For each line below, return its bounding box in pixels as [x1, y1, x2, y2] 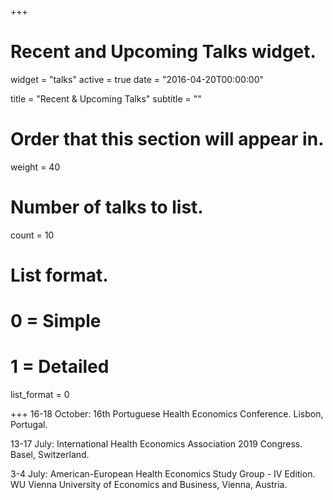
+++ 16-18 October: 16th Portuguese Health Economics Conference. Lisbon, [10, 408, 324, 420]
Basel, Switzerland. [10, 449, 90, 461]
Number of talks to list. [10, 196, 204, 219]
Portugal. [10, 419, 48, 431]
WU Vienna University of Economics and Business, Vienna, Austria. [10, 479, 288, 491]
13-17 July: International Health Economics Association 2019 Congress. [10, 438, 303, 450]
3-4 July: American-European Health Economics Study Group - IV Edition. [10, 468, 316, 480]
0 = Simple [10, 310, 102, 333]
